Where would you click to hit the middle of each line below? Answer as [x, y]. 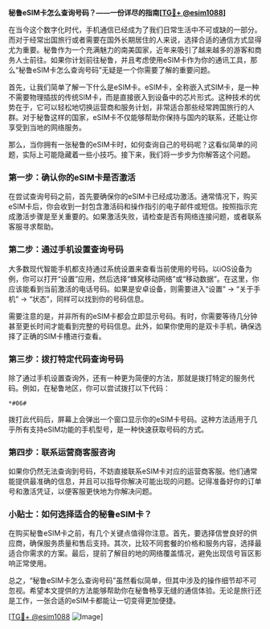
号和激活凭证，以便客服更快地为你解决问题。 [82, 491]
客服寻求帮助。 [33, 227]
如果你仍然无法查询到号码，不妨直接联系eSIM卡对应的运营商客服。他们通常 [133, 471]
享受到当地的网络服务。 [47, 127]
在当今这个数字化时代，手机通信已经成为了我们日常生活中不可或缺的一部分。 [135, 30]
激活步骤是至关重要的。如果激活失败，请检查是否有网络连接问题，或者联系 [138, 217]
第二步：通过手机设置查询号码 [66, 250]
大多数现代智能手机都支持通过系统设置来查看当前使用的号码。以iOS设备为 [131, 268]
